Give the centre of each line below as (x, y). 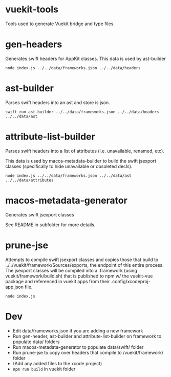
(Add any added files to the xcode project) (57, 363)
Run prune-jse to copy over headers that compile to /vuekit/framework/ (88, 352)
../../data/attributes (29, 180)
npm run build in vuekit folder (44, 369)
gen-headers (34, 44)
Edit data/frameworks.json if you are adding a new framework (78, 331)
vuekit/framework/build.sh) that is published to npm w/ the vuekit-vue (79, 276)
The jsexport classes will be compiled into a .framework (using (71, 270)
